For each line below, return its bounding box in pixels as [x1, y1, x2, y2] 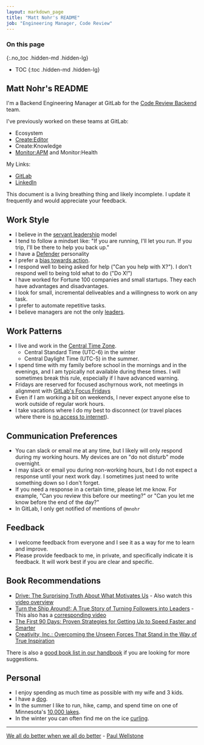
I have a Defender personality [15, 250, 89, 258]
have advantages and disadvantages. [15, 283, 109, 290]
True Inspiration [15, 637, 55, 644]
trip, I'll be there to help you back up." [15, 244, 109, 251]
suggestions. [6, 655, 39, 662]
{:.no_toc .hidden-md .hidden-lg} [6, 54, 89, 61]
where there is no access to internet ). [15, 413, 109, 421]
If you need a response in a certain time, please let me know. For [15, 486, 177, 493]
